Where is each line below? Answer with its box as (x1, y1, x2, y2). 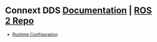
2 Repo (5, 15, 34, 26)
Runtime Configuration (12, 31, 58, 37)
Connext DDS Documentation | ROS (5, 5, 152, 16)
